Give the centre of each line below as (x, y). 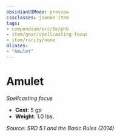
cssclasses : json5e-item (38, 18)
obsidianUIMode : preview (38, 12)
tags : (13, 23)
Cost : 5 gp (28, 110)
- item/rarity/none (31, 40)
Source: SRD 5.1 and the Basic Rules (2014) (60, 128)
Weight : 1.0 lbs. (35, 116)
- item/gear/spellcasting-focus (47, 35)
